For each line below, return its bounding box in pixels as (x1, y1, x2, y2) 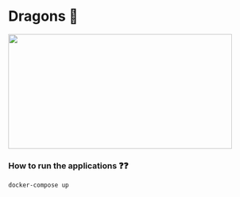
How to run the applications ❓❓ (8, 160, 129, 171)
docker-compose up (8, 181, 69, 190)
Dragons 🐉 (8, 7, 79, 26)
